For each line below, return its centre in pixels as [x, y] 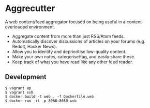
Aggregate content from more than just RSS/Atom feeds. [68, 36]
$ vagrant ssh [19, 92]
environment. [42, 27]
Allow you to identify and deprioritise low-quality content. [69, 52]
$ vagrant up [18, 88]
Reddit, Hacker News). [34, 46]
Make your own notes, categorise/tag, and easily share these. [74, 56]
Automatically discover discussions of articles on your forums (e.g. [79, 41]
